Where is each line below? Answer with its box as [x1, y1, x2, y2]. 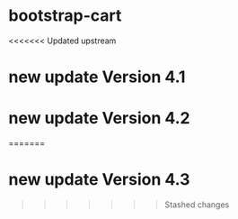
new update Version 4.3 [8, 169, 190, 190]
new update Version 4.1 [8, 67, 186, 87]
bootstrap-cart [8, 5, 122, 26]
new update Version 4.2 [8, 108, 190, 129]
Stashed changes [164, 199, 230, 210]
